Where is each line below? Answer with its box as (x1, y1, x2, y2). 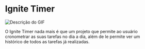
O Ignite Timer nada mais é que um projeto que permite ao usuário (5, 28, 138, 34)
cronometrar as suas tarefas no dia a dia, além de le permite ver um (5, 34, 141, 39)
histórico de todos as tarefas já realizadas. (5, 38, 90, 44)
